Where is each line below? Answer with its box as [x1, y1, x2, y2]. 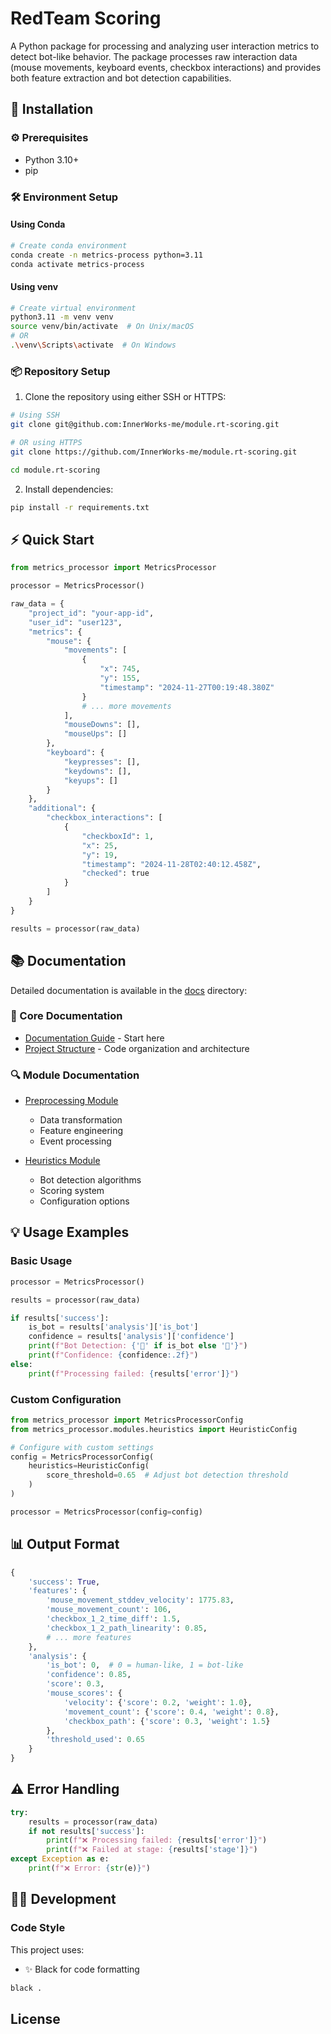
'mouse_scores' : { [46, 1688, 123, 1699]
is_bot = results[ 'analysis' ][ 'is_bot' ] [28, 1322, 199, 1332]
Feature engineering [39, 1125, 124, 1137]
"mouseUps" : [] [63, 729, 128, 739]
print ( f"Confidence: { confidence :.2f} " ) [28, 1350, 199, 1361]
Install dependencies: [24, 483, 114, 495]
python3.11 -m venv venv [10, 312, 114, 322]
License [10, 2010, 61, 2027]
